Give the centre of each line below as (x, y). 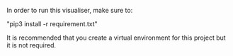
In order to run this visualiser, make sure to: (70, 10)
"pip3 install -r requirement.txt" (52, 24)
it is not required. (32, 45)
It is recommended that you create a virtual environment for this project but (116, 38)
